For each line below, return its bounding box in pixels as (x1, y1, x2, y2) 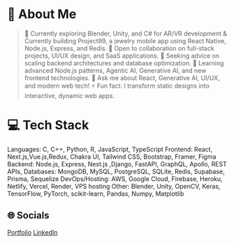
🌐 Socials (7, 210, 50, 221)
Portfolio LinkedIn (7, 228, 58, 236)
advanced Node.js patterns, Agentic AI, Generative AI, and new (24, 66, 207, 75)
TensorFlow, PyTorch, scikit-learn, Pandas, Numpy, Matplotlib (7, 189, 184, 198)
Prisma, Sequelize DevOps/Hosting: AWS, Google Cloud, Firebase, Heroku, (7, 174, 224, 183)
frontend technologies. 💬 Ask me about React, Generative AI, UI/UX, (24, 73, 220, 82)
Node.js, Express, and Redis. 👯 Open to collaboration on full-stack (24, 44, 214, 52)
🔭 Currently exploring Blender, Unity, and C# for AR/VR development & (24, 29, 228, 38)
